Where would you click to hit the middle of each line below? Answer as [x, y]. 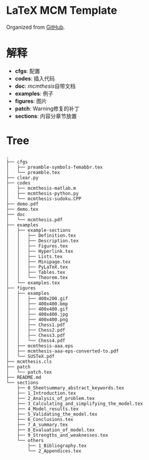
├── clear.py [22, 178]
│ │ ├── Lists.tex [34, 256]
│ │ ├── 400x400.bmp [37, 304]
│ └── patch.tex [29, 372]
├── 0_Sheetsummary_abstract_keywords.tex [71, 388]
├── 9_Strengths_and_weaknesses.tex [63, 435]
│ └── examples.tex [33, 283]
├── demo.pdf [22, 204]
